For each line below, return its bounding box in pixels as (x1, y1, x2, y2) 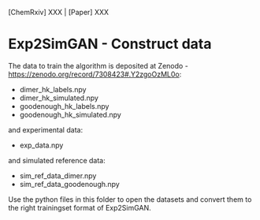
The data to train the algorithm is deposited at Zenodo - (8, 61, 189, 70)
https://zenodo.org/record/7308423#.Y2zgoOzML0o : (8, 69, 182, 79)
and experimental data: (8, 125, 84, 134)
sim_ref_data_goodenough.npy (19, 179, 120, 188)
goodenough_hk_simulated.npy (19, 110, 122, 119)
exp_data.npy (19, 140, 64, 150)
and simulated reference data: (8, 155, 106, 165)
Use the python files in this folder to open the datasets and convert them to (8, 194, 252, 204)
